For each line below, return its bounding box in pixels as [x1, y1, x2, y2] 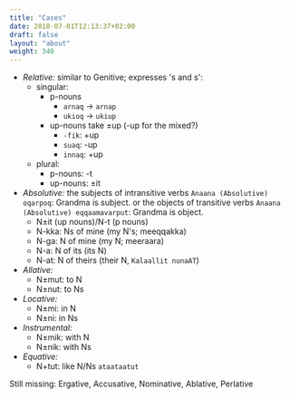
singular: [35, 82, 70, 92]
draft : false [9, 30, 59, 39]
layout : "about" [9, 38, 71, 48]
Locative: [22, 294, 58, 305]
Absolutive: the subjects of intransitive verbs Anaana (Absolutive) [22, 188, 269, 199]
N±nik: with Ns [35, 342, 92, 353]
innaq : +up [63, 149, 104, 160]
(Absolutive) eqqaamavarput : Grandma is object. [22, 207, 204, 218]
